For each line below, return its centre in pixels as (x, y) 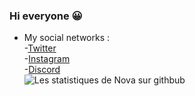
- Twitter (40, 48)
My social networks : (67, 38)
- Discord (42, 70)
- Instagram (47, 59)
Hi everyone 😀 (46, 16)
